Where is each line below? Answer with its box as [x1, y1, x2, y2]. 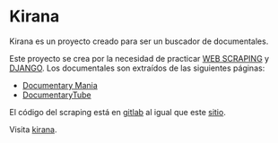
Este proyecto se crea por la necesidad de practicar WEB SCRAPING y [9, 53, 270, 63]
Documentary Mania [22, 80, 99, 90]
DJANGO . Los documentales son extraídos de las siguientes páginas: [9, 63, 265, 73]
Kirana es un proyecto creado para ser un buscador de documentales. [9, 36, 269, 46]
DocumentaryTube [22, 89, 91, 100]
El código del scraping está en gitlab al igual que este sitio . [9, 106, 226, 117]
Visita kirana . [9, 123, 57, 135]
